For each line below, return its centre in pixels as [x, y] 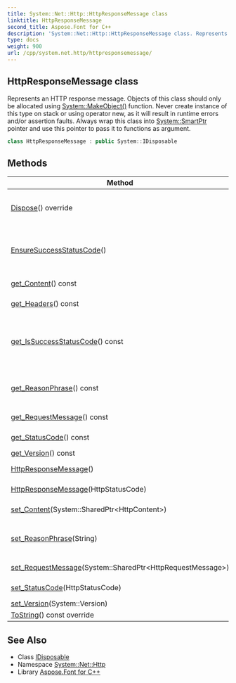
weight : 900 [25, 46]
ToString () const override [53, 615]
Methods [27, 163]
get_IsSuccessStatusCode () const [67, 342]
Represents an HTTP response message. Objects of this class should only [114, 98]
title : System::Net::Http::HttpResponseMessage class [88, 14]
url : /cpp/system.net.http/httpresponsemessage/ [80, 53]
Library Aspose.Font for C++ [59, 672]
